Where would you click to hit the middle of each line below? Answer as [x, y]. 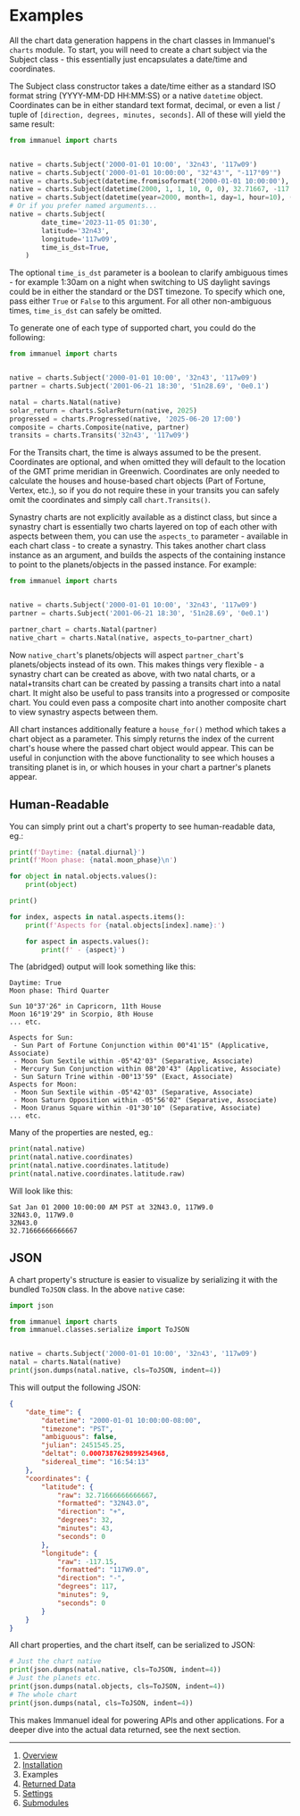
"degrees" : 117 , [87, 1586]
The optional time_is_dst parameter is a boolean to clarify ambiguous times [149, 272]
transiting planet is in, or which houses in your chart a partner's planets [140, 767]
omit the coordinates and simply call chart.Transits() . [110, 500]
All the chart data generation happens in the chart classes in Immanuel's [142, 40]
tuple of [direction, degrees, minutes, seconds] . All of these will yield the [147, 114]
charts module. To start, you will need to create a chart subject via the [138, 49]
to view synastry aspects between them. [84, 712]
